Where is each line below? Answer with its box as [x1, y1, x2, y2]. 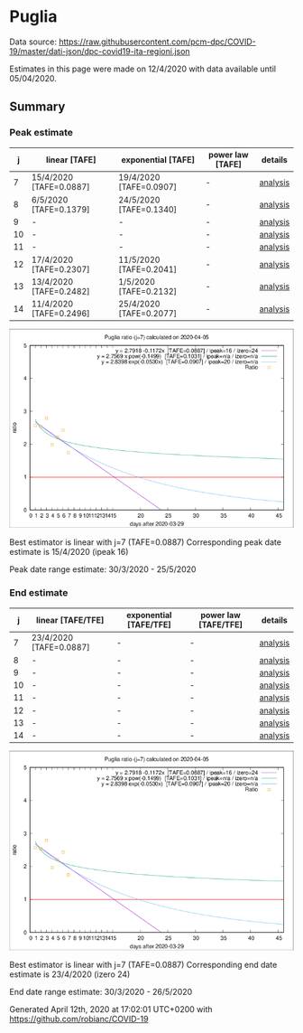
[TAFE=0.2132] [118, 286, 178, 296]
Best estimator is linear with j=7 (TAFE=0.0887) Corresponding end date [9, 959, 278, 970]
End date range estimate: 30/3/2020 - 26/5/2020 [9, 986, 193, 997]
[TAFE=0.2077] [118, 308, 178, 319]
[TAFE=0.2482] [31, 286, 90, 296]
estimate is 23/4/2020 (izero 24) [9, 969, 131, 980]
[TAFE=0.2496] [31, 308, 90, 319]
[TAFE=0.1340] [118, 203, 178, 214]
